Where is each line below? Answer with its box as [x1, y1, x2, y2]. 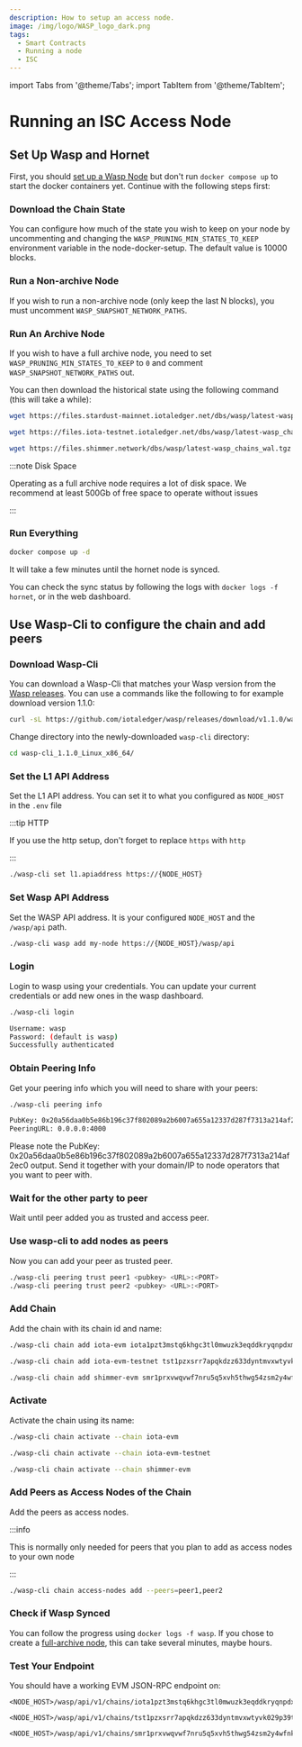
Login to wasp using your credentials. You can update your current [9, 980, 256, 991]
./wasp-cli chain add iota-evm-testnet [9, 1357, 159, 1366]
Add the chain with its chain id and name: [9, 1323, 163, 1333]
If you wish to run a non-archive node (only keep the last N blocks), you [9, 295, 275, 306]
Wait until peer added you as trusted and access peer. [9, 1213, 209, 1224]
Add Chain [9, 1303, 57, 1315]
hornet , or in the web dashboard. [9, 591, 131, 602]
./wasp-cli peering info [9, 1100, 102, 1109]
